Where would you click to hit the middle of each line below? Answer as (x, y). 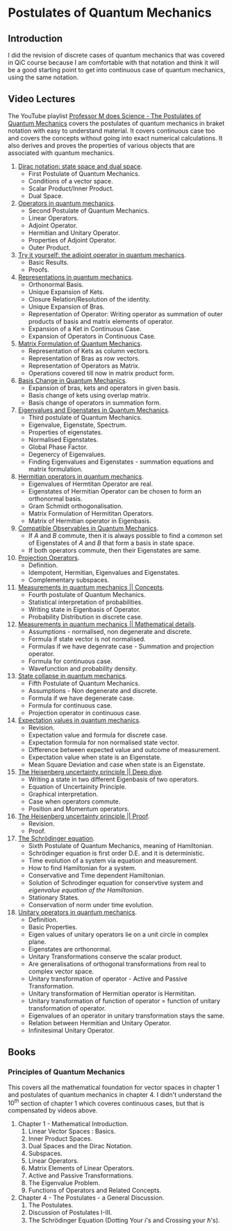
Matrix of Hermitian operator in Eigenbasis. (90, 521)
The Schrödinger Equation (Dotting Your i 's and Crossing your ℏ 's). (124, 1221)
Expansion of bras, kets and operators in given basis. (104, 388)
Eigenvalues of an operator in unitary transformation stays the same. (126, 1016)
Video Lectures (42, 99)
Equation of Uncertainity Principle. (77, 786)
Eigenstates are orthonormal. (70, 949)
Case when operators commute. (74, 801)
